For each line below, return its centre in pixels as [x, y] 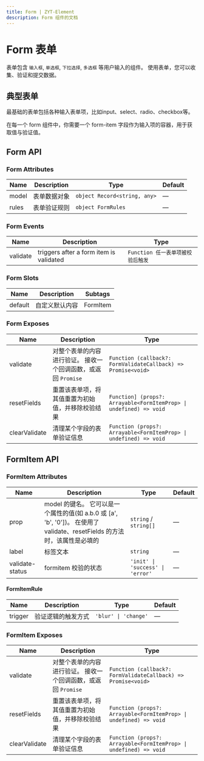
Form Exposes [28, 324]
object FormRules [100, 207]
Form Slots [22, 278]
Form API [24, 152]
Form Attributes [30, 169]
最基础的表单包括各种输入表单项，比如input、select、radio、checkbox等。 [100, 112]
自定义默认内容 [57, 305]
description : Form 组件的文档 [42, 18]
